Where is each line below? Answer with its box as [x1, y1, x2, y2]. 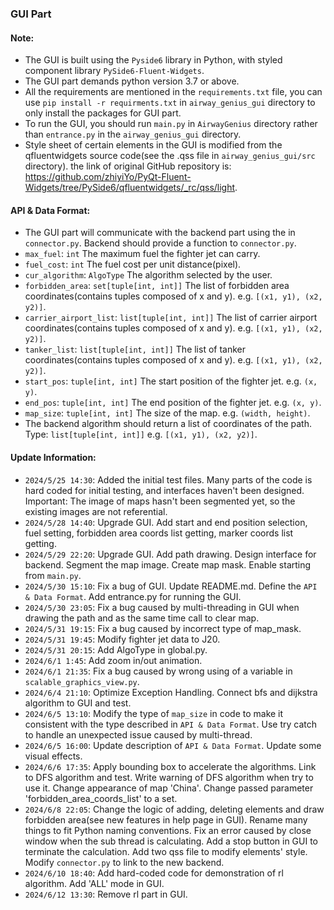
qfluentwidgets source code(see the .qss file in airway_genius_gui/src [24, 150, 316, 162]
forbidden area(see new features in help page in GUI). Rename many [24, 813, 308, 826]
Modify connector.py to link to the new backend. [24, 856, 225, 868]
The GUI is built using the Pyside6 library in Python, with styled [24, 54, 283, 66]
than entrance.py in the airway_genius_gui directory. [24, 128, 242, 141]
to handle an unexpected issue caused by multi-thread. [24, 728, 253, 741]
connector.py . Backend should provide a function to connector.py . [24, 237, 297, 249]
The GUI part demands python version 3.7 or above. [24, 75, 240, 87]
